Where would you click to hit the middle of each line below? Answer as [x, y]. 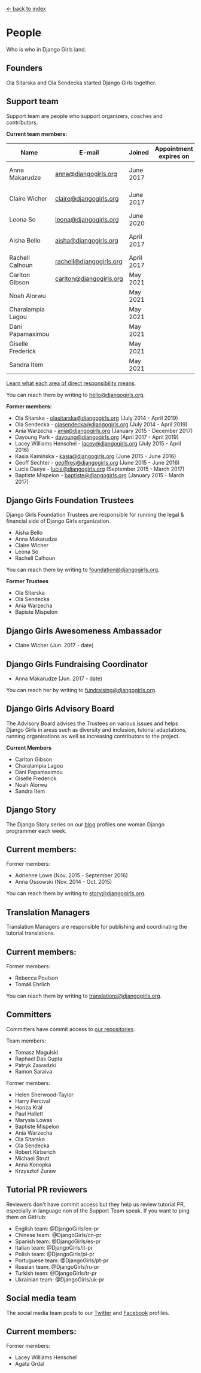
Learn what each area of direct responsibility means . [71, 383]
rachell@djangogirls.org [89, 261]
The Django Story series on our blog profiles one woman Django [86, 824]
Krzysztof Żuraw [35, 1171]
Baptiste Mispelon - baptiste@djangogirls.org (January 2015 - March [99, 475]
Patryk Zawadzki [36, 1065]
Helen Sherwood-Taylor [44, 1095]
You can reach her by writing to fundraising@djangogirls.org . [81, 690]
